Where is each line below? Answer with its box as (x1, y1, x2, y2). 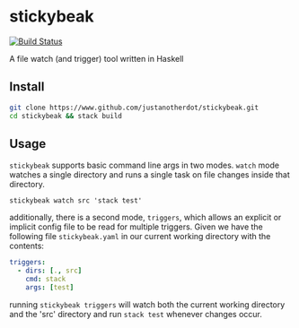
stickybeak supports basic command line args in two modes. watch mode (9, 160, 280, 171)
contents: (9, 240, 45, 252)
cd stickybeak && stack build (9, 111, 123, 120)
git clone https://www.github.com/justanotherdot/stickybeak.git (9, 103, 259, 112)
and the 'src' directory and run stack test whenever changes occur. (9, 308, 262, 319)
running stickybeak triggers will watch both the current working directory (9, 298, 286, 310)
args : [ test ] (25, 282, 75, 292)
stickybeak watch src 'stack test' (9, 196, 143, 205)
